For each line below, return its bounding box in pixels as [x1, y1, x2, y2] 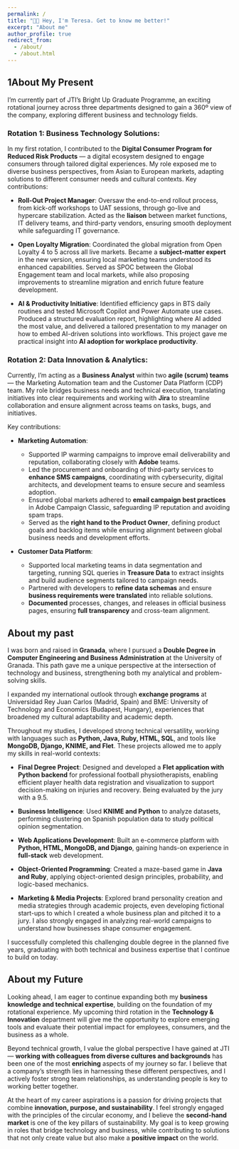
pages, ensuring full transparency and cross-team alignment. [28, 607, 211, 615]
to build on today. [7, 953, 58, 962]
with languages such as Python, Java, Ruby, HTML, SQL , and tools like [7, 734, 216, 743]
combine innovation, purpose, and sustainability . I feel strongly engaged [7, 1103, 224, 1111]
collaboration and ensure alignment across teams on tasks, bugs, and [7, 402, 211, 410]
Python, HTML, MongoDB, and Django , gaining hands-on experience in [17, 844, 229, 852]
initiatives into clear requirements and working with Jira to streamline [7, 394, 210, 402]
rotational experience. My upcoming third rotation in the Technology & [7, 1007, 214, 1016]
